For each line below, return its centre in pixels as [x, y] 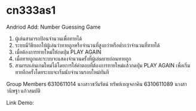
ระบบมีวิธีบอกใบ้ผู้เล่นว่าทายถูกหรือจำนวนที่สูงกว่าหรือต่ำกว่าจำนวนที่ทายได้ [87, 45]
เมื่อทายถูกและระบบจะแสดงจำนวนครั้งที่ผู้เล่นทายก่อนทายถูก [73, 58]
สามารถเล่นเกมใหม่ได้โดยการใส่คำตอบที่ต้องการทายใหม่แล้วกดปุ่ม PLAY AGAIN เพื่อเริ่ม [102, 65]
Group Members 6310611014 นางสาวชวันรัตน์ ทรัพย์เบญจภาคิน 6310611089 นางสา [97, 84]
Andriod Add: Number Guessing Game [53, 27]
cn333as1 [31, 10]
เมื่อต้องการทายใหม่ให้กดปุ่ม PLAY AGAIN [58, 52]
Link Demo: [20, 103]
